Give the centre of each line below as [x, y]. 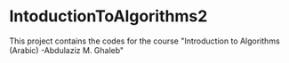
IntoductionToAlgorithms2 [108, 16]
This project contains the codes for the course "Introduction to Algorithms [144, 41]
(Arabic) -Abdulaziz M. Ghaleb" [67, 50]
